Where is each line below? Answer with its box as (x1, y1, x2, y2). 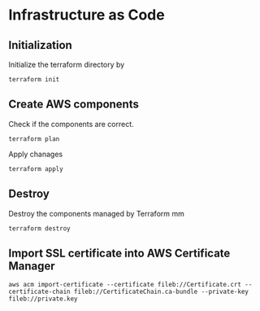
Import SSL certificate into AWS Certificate (8, 247, 231, 261)
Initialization (8, 38, 73, 52)
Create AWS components (8, 98, 140, 112)
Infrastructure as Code (8, 6, 165, 24)
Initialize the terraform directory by (8, 59, 125, 69)
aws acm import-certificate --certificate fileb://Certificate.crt (8, 281, 242, 289)
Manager (8, 259, 55, 274)
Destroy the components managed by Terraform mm (8, 208, 184, 218)
